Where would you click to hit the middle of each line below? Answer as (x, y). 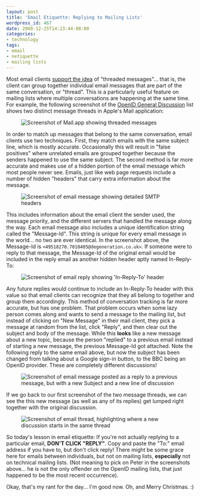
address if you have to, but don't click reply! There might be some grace (95, 449)
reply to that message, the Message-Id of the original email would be (91, 253)
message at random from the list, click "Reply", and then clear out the (92, 326)
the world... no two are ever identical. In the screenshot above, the (88, 240)
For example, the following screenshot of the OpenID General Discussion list (100, 104)
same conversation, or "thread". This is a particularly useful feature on (93, 92)
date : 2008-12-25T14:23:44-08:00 (48, 28)
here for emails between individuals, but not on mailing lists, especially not (99, 456)
